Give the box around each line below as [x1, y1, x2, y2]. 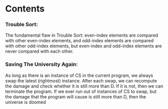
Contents [5, 3, 45, 15]
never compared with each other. [5, 48, 74, 54]
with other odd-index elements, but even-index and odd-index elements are [5, 43, 162, 49]
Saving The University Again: [5, 61, 78, 68]
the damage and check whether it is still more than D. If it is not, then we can [5, 83, 163, 89]
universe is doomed [5, 99, 46, 105]
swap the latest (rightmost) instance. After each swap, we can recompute [5, 77, 157, 83]
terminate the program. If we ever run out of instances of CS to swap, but [5, 88, 157, 94]
